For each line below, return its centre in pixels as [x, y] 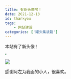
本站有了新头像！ [22, 46]
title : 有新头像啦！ [23, 9]
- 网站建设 [23, 28]
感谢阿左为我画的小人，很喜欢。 [37, 72]
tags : [10, 23]
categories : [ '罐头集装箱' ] [31, 32]
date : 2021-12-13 [22, 14]
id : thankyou [18, 18]
